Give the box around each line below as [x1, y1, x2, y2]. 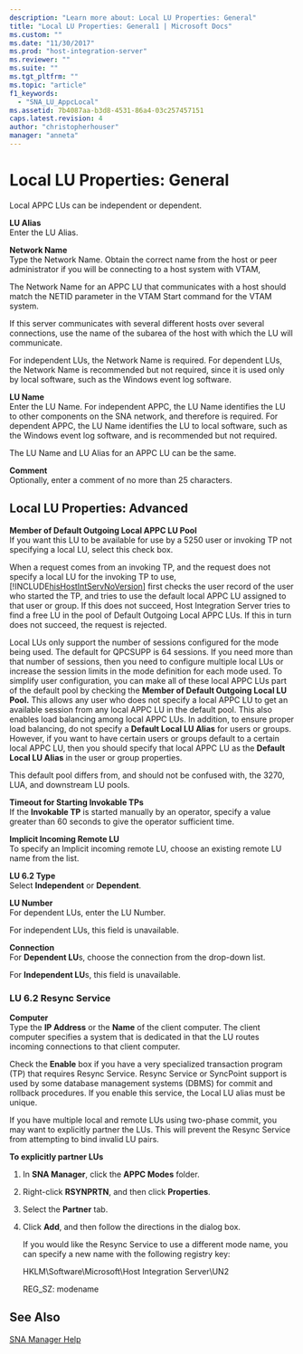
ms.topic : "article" [9, 80, 88, 90]
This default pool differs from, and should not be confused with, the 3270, [9, 770, 285, 781]
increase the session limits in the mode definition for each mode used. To [9, 666, 283, 677]
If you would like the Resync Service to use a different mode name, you [22, 1238, 289, 1249]
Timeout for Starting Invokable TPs [9, 797, 145, 808]
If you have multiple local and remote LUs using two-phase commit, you [9, 1114, 278, 1125]
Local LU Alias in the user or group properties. [9, 752, 183, 762]
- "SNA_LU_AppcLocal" [17, 97, 99, 107]
